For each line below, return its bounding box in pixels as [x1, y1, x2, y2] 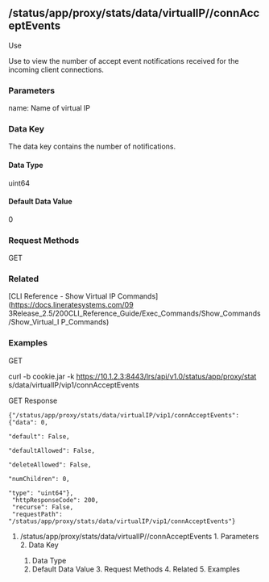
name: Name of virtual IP [8, 103, 91, 113]
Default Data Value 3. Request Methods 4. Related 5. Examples [31, 564, 240, 574]
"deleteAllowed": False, [8, 460, 92, 469]
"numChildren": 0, [8, 475, 70, 483]
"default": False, [8, 432, 70, 441]
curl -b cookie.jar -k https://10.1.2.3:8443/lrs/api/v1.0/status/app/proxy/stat [8, 371, 257, 381]
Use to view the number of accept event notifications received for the [8, 56, 239, 65]
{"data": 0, [8, 418, 48, 426]
